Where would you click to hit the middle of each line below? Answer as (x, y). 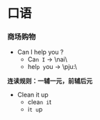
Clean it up (33, 95)
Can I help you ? (40, 52)
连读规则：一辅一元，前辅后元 (50, 81)
